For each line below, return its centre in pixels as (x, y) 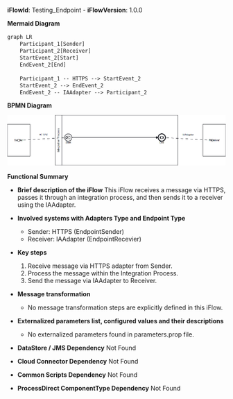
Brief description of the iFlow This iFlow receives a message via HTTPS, (121, 189)
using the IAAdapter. (46, 205)
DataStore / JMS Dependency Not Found (77, 348)
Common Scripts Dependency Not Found (77, 375)
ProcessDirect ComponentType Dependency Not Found (99, 388)
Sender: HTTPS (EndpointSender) (76, 231)
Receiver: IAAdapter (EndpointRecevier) (85, 239)
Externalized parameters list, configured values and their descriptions (120, 321)
